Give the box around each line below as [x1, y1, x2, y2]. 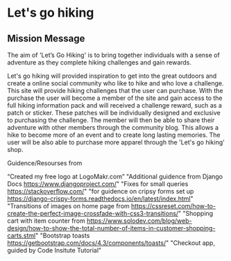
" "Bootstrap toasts [35, 231, 90, 239]
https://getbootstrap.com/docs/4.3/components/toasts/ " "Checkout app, [7, 239, 215, 247]
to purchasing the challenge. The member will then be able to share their [7, 116, 215, 124]
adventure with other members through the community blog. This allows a [7, 124, 219, 131]
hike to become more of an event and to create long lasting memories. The [7, 130, 221, 139]
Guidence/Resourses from [7, 159, 83, 167]
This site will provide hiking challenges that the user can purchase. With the [7, 87, 223, 94]
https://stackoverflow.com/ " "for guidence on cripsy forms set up [7, 187, 194, 195]
